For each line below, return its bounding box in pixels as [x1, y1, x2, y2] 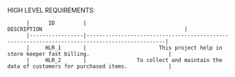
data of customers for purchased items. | [7, 63, 172, 70]
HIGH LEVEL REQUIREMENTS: [7, 6, 95, 14]
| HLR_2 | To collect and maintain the [25, 57, 222, 64]
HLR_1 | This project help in [44, 45, 222, 52]
